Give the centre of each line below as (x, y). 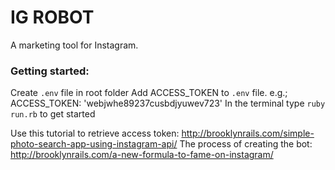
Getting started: (50, 71)
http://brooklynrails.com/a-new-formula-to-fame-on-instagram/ (142, 155)
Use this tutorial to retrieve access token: (95, 133)
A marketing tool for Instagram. (74, 45)
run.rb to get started (53, 114)
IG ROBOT (52, 17)
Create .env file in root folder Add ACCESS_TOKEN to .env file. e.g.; (149, 93)
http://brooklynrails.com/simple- (248, 133)
